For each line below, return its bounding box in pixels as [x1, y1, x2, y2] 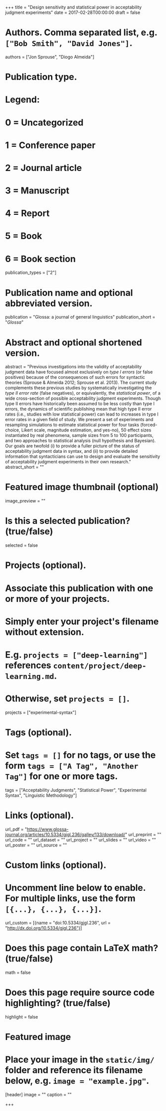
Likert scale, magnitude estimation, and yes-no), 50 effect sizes [21, 427, 152, 433]
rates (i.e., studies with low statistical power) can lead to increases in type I [5, 411, 159, 417]
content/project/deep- [53, 661, 147, 671]
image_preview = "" [5, 498, 46, 504]
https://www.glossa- [27, 826, 69, 832]
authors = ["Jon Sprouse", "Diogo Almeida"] [5, 54, 95, 60]
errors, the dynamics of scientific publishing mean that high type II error [5, 406, 152, 412]
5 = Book [5, 231, 42, 242]
